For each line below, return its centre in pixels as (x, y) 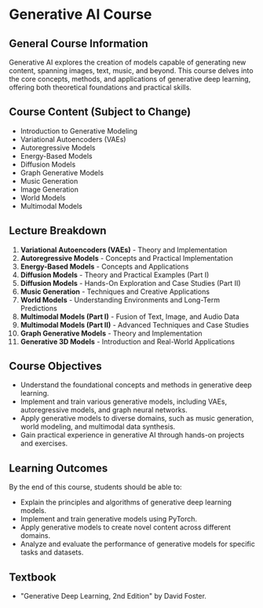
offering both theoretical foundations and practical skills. (100, 87)
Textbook (33, 577)
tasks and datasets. (52, 552)
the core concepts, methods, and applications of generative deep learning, (130, 79)
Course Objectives (56, 366)
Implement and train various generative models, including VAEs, (123, 401)
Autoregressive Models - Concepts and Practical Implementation (127, 258)
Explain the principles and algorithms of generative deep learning (126, 502)
